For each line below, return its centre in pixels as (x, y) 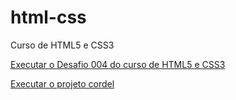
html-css (48, 17)
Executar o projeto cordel (62, 83)
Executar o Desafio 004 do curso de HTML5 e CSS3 (118, 64)
